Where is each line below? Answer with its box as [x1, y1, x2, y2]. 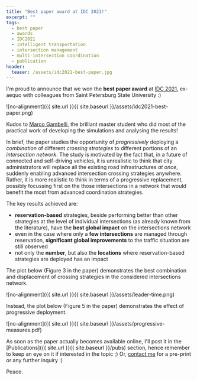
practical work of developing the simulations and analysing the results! [6, 127, 179, 134]
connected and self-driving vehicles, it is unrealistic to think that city [6, 157, 173, 164]
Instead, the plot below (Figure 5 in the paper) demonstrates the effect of [6, 303, 185, 310]
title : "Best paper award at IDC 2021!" [6, 8, 108, 15]
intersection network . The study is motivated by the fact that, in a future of [6, 151, 188, 158]
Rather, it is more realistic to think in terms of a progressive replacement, [6, 176, 183, 183]
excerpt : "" [6, 14, 35, 20]
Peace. [6, 368, 24, 375]
